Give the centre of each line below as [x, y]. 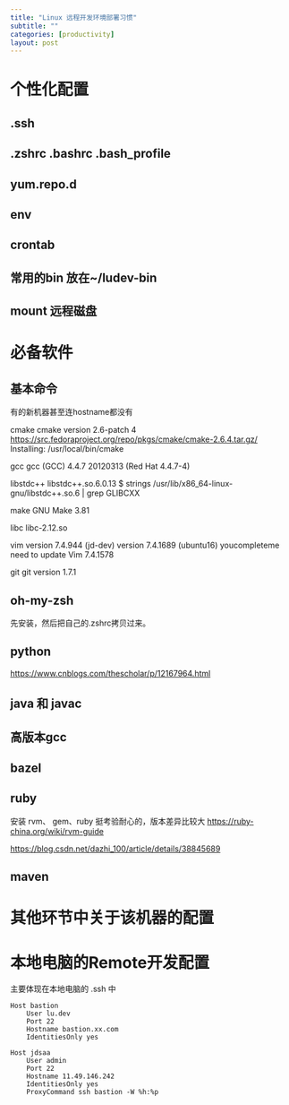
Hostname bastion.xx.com [72, 1030]
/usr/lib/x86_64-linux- [193, 484]
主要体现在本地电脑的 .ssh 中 [63, 989]
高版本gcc [38, 737]
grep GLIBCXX [113, 493]
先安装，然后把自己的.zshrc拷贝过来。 [81, 623]
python [31, 652]
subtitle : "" [34, 26]
